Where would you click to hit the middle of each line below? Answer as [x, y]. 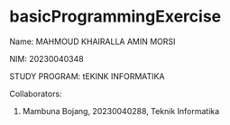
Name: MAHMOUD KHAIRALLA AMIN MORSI [92, 41]
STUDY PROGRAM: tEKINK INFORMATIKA [87, 76]
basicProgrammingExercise [115, 17]
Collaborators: [36, 94]
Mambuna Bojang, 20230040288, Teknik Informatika [121, 111]
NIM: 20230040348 [46, 58]
